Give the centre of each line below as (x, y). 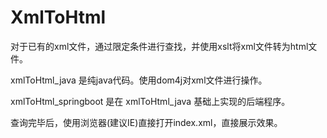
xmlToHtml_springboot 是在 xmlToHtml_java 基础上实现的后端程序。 (150, 101)
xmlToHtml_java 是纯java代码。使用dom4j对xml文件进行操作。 (139, 80)
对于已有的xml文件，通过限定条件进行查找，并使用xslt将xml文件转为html (159, 46)
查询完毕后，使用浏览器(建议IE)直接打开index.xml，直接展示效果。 (146, 122)
